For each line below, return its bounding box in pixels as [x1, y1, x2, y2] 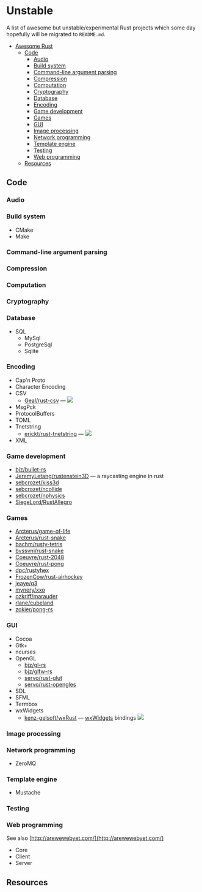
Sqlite [24, 347, 39, 354]
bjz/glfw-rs [24, 668, 53, 675]
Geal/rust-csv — [24, 397, 66, 404]
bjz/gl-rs [24, 661, 46, 668]
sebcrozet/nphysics [15, 492, 65, 500]
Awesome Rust [15, 42, 53, 50]
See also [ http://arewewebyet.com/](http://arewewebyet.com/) [6, 834, 164, 842]
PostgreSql [24, 341, 52, 348]
